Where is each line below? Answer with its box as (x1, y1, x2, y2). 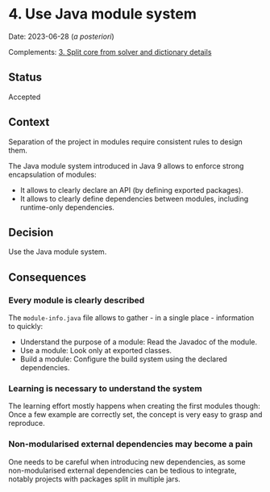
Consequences (8, 270, 87, 284)
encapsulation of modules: (8, 169, 97, 179)
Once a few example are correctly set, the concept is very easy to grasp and (8, 410, 263, 419)
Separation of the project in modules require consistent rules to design (8, 136, 243, 146)
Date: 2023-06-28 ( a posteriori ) (8, 31, 114, 41)
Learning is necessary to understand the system (8, 382, 203, 394)
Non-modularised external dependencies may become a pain (8, 439, 253, 450)
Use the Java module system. (8, 247, 107, 256)
